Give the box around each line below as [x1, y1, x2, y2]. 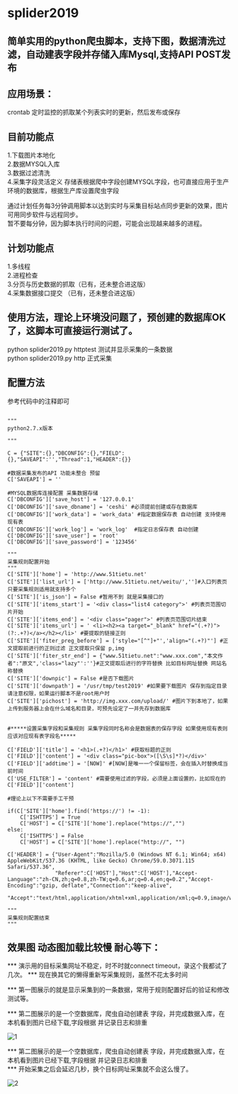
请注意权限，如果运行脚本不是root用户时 [7, 690, 110, 697]
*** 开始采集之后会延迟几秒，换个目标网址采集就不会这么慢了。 [7, 1065, 193, 1073]
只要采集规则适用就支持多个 [7, 585, 76, 593]
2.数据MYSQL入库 [7, 160, 60, 168]
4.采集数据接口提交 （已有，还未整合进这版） [7, 289, 140, 297]
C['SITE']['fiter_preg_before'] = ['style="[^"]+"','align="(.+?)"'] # [7, 637, 223, 644]
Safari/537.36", [7, 863, 55, 871]
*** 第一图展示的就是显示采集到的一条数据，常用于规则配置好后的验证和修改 [7, 985, 229, 994]
